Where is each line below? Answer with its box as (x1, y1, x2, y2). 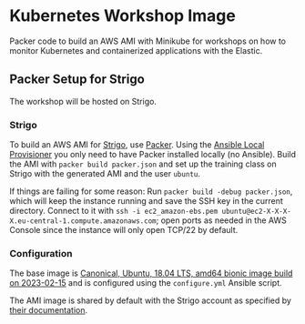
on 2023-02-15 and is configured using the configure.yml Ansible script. (9, 278, 282, 289)
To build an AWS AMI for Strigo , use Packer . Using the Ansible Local (9, 139, 265, 150)
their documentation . (9, 305, 88, 316)
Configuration (9, 247, 73, 259)
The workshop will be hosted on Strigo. (9, 96, 158, 106)
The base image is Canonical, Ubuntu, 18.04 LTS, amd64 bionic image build (9, 268, 293, 278)
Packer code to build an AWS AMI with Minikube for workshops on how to (9, 35, 287, 46)
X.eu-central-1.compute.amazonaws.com (9, 217, 157, 226)
